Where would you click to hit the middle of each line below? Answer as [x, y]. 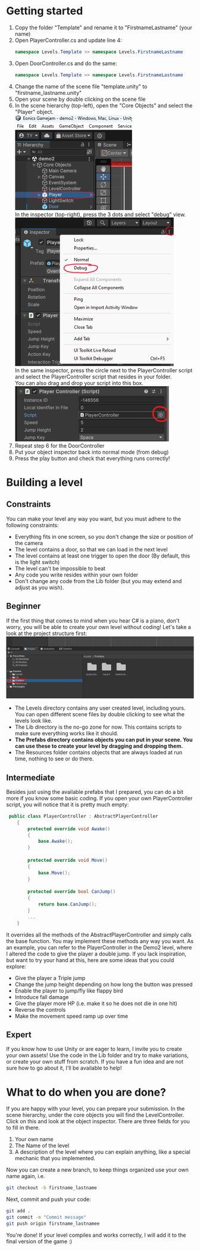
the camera [29, 543]
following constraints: [33, 525]
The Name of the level [42, 1146]
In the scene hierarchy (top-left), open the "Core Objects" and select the [104, 105]
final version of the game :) [39, 1241]
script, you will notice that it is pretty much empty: [68, 805]
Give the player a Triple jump [50, 978]
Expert [19, 1035]
